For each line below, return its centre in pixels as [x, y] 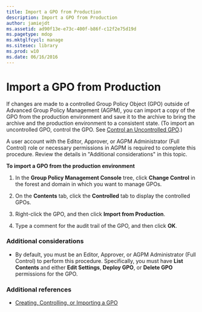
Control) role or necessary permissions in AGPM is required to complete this [101, 148]
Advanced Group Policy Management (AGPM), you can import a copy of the [101, 110]
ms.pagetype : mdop [29, 35]
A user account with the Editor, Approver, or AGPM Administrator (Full [93, 141]
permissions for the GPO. [46, 274]
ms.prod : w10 [23, 51]
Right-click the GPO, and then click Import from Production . [90, 214]
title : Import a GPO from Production [54, 12]
